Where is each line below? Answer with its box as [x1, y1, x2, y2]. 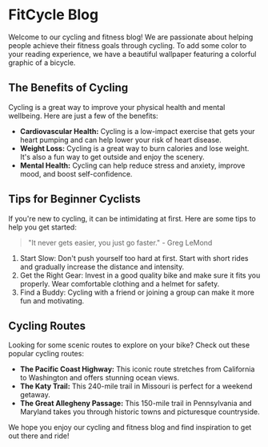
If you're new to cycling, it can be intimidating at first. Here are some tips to [8, 213, 256, 223]
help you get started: [8, 222, 78, 232]
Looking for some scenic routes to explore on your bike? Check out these [8, 340, 250, 350]
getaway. [19, 390, 50, 400]
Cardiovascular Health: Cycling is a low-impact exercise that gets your [19, 126, 255, 136]
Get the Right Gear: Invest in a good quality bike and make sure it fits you [19, 270, 261, 280]
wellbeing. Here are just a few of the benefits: [8, 111, 158, 120]
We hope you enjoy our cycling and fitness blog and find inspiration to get [8, 423, 252, 433]
